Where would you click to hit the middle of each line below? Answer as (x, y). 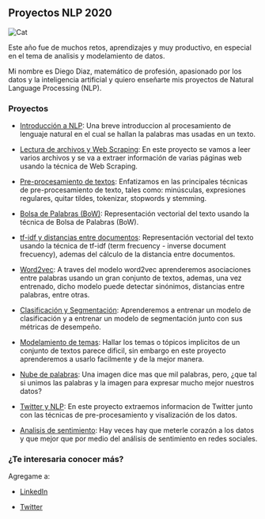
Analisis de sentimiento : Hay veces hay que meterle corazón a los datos (137, 430)
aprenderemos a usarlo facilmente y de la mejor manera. (112, 359)
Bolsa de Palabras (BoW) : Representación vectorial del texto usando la (134, 214)
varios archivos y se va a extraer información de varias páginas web (131, 158)
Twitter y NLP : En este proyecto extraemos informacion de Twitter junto (136, 407)
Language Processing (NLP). (55, 88)
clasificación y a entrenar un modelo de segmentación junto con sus (131, 319)
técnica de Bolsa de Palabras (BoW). (79, 222)
